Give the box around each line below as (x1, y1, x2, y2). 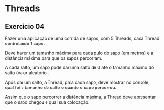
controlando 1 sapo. (5, 41, 45, 46)
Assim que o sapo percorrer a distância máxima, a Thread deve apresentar (5, 94, 156, 100)
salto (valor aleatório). (5, 70, 49, 76)
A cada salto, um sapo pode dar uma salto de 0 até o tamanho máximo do (5, 65, 154, 70)
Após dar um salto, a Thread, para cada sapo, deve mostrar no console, (5, 79, 150, 85)
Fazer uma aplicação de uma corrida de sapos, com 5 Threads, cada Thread (5, 35, 160, 41)
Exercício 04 (5, 22, 45, 31)
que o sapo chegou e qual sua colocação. (5, 99, 90, 105)
